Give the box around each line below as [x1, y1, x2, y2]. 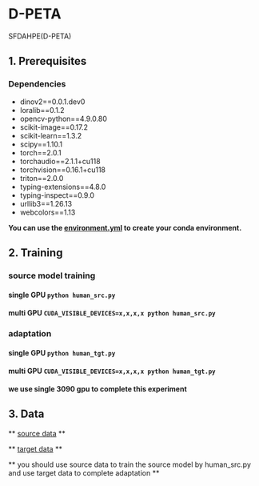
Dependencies [8, 78, 66, 90]
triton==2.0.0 [19, 173, 64, 183]
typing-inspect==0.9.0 [19, 190, 94, 200]
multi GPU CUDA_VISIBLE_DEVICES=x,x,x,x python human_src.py [8, 308, 216, 318]
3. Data [8, 408, 45, 421]
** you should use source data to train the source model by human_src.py [8, 460, 252, 469]
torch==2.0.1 [19, 147, 62, 157]
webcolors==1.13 [19, 207, 76, 217]
